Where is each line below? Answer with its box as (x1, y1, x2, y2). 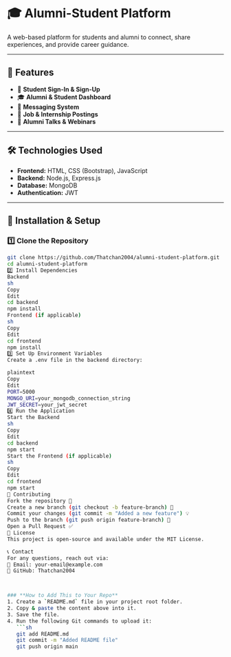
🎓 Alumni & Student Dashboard (16, 92, 111, 101)
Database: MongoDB (16, 181, 78, 190)
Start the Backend (7, 414, 60, 421)
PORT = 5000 (7, 388, 36, 395)
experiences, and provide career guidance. (7, 40, 129, 48)
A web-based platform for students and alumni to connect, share (7, 32, 191, 41)
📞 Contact (7, 548, 34, 555)
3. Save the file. (7, 611, 60, 618)
